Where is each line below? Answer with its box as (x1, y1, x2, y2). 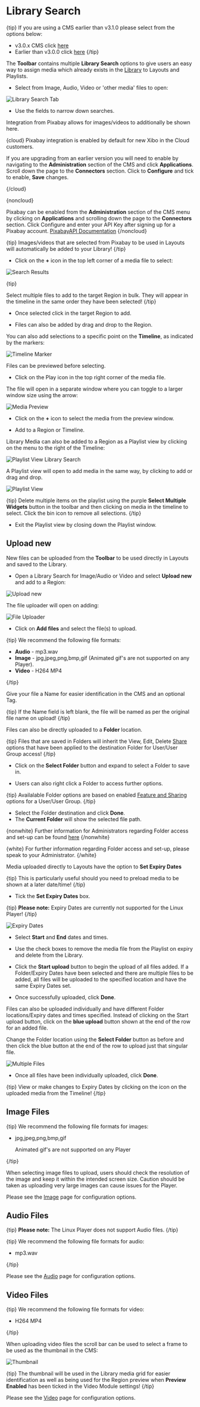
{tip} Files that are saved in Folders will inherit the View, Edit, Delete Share (6, 738, 187, 745)
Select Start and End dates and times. (14, 933, 109, 941)
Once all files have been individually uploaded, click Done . (14, 1071, 159, 1079)
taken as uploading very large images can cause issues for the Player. (6, 1181, 177, 1189)
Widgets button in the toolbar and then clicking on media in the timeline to (6, 503, 189, 510)
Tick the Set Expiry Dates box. (14, 892, 90, 899)
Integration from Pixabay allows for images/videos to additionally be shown (6, 118, 190, 126)
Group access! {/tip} (6, 750, 56, 757)
